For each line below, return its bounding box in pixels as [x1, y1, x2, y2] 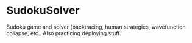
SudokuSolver [6, 4, 80, 17]
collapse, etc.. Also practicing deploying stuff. [6, 29, 121, 36]
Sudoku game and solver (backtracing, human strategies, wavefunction [6, 23, 186, 30]
